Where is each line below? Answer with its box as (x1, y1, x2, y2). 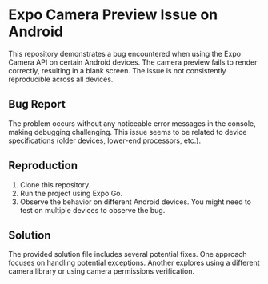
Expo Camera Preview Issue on (8, 6, 218, 24)
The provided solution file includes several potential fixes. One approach (8, 250, 247, 259)
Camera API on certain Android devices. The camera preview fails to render (8, 57, 258, 67)
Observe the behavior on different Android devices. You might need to (19, 197, 252, 207)
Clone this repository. (19, 179, 91, 189)
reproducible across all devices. (8, 74, 114, 84)
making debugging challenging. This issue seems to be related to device (8, 127, 247, 136)
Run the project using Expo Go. (19, 188, 123, 198)
